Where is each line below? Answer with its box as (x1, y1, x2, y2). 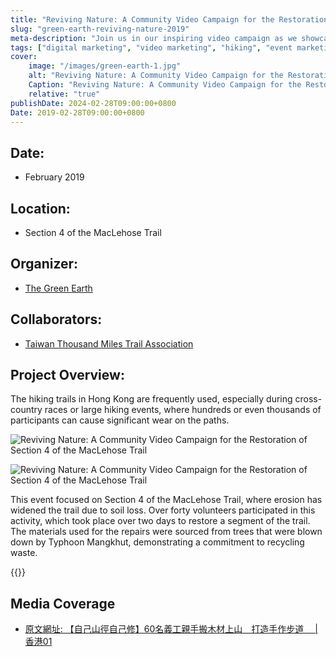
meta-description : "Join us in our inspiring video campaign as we (10, 33, 298, 43)
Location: (10, 200, 71, 217)
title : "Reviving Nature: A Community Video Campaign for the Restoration (10, 14, 329, 25)
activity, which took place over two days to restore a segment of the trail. (10, 515, 311, 527)
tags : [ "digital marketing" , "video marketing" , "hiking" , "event (10, 42, 293, 53)
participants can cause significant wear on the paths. (10, 414, 230, 426)
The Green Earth (24, 282, 93, 294)
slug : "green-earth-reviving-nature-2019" (10, 24, 190, 34)
